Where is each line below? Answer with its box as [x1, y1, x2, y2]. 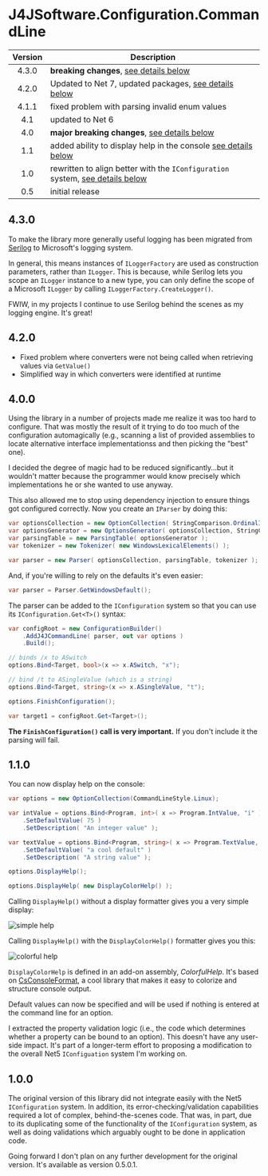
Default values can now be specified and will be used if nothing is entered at [8, 999, 260, 1009]
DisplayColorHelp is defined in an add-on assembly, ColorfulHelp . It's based [8, 967, 259, 977]
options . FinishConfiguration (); [8, 697, 116, 705]
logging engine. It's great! [8, 308, 93, 317]
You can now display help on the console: [8, 779, 145, 789]
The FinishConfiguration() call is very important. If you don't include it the [8, 726, 258, 736]
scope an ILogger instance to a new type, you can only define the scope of [8, 275, 255, 285]
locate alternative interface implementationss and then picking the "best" [8, 439, 249, 448]
